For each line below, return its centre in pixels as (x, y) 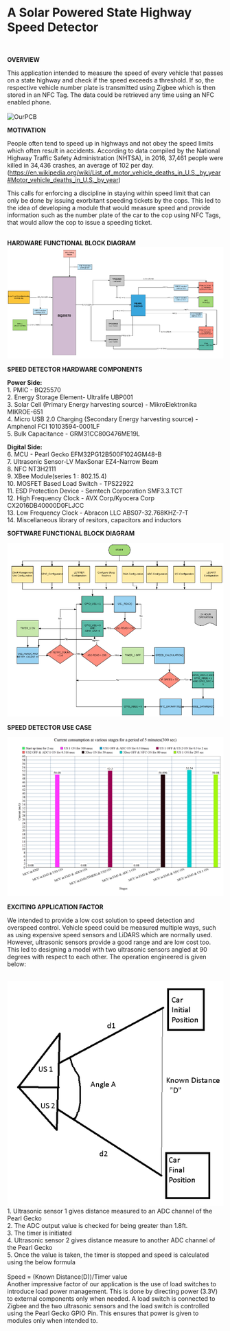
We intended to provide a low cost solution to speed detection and (101, 920)
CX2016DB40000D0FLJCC (46, 506)
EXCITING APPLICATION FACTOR (55, 907)
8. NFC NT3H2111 (32, 469)
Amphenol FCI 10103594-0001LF (54, 427)
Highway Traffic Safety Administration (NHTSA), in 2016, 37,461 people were (115, 158)
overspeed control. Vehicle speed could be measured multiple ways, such (112, 927)
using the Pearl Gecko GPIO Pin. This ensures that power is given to (103, 1313)
